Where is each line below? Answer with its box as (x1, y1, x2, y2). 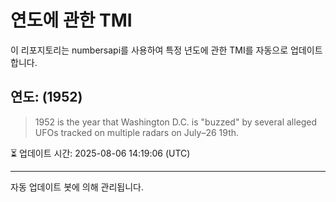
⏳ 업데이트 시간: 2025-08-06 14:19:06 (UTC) (10, 147, 191, 159)
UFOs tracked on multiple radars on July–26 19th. (34, 126, 240, 138)
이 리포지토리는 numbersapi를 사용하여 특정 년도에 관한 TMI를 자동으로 (10, 44, 289, 56)
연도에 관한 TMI (10, 9, 133, 32)
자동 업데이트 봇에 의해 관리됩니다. (10, 181, 144, 193)
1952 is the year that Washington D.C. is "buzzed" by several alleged (34, 116, 318, 128)
